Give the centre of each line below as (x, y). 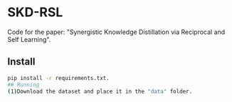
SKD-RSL (35, 12)
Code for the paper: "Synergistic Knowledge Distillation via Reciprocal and (116, 32)
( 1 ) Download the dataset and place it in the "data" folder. (100, 91)
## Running (23, 85)
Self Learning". (29, 39)
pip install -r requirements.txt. (59, 78)
